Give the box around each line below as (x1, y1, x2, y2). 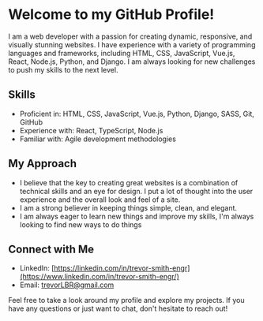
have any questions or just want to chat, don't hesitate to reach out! (8, 304, 228, 313)
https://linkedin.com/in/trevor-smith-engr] (54, 263, 190, 273)
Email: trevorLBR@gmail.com (19, 280, 115, 289)
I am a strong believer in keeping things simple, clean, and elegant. (19, 203, 238, 212)
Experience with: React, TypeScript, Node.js (19, 125, 163, 135)
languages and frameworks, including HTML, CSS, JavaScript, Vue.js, (8, 48, 235, 58)
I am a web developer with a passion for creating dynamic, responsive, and (8, 32, 253, 41)
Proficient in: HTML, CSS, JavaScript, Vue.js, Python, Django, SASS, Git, (19, 109, 255, 118)
